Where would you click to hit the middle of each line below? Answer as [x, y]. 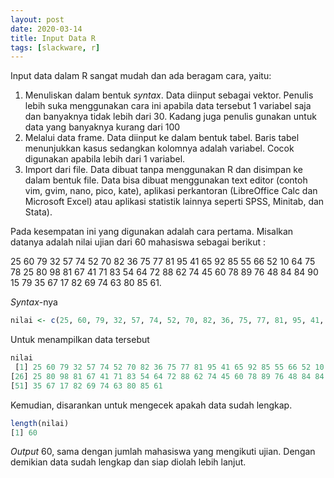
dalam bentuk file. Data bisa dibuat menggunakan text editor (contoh [166, 180]
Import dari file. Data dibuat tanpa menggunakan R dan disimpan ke [163, 170]
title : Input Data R [53, 38]
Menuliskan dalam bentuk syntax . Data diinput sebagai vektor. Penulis [169, 95]
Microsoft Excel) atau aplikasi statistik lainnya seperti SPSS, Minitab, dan [174, 202]
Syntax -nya [34, 302]
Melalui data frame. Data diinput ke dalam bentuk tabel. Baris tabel [162, 138]
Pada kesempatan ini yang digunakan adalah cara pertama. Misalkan [152, 232]
